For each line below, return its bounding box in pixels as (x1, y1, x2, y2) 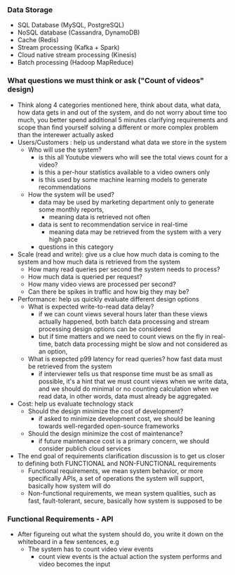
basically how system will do (27, 482, 111, 490)
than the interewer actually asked (17, 130, 114, 138)
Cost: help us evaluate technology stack (17, 399, 134, 408)
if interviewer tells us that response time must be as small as (38, 369, 213, 377)
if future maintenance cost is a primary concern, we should (38, 437, 210, 445)
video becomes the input (38, 560, 111, 568)
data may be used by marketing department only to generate (38, 198, 215, 206)
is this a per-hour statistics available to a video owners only (38, 167, 210, 176)
